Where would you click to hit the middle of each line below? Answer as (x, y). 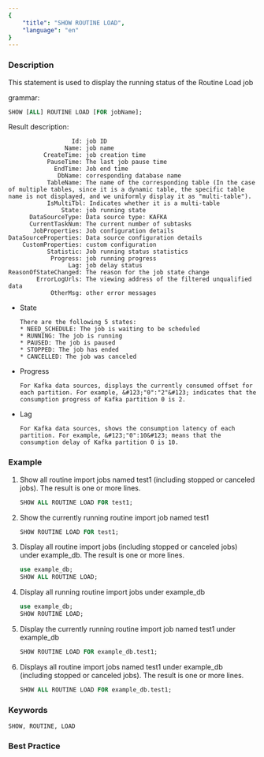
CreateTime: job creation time (95, 155)
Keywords (28, 710)
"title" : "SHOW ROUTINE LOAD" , (74, 23)
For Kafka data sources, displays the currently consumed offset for (136, 386)
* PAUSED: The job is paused (67, 343)
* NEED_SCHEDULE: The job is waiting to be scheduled (110, 329)
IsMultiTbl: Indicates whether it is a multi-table (134, 203)
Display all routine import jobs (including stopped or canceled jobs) (128, 547)
